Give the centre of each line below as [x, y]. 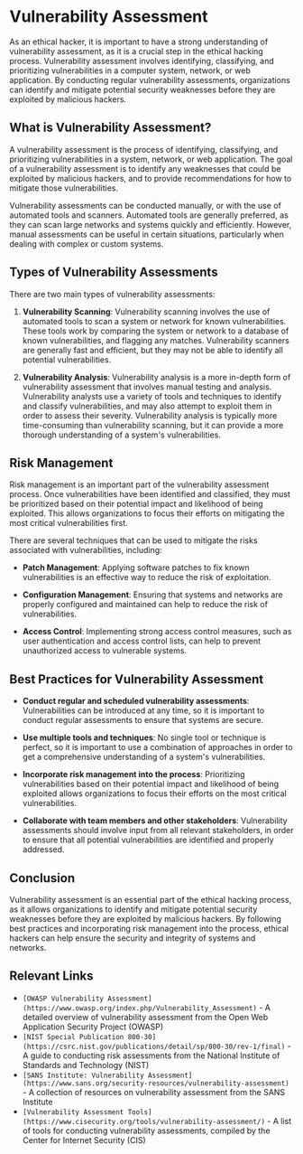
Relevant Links [51, 976]
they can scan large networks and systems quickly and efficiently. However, [151, 224]
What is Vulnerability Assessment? [110, 128]
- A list [279, 1121]
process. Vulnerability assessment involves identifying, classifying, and [142, 61]
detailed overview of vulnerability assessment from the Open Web [145, 1017]
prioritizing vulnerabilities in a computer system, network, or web [130, 70]
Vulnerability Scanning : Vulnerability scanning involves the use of [146, 311]
